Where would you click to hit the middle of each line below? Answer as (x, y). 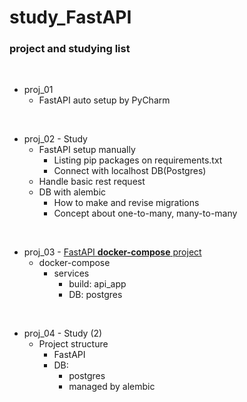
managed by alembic (112, 387)
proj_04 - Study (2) (63, 333)
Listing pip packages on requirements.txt (138, 160)
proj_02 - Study (55, 139)
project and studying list (70, 49)
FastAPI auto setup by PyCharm (104, 100)
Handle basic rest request (92, 182)
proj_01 (38, 90)
